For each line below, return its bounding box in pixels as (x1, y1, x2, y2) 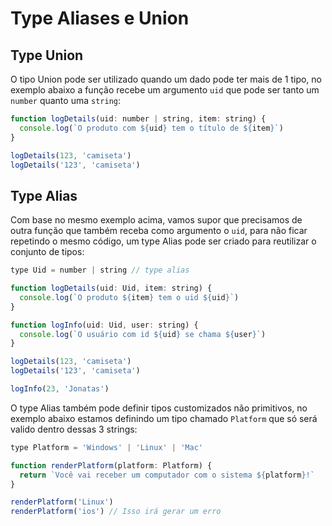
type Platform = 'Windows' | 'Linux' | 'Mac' (10, 442, 203, 452)
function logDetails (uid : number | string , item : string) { (10, 114, 267, 124)
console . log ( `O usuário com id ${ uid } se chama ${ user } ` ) (19, 329, 267, 339)
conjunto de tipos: (10, 246, 85, 258)
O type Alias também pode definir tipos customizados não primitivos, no (10, 402, 308, 414)
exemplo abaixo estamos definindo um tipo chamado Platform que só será (10, 412, 318, 424)
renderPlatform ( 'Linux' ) (10, 497, 114, 507)
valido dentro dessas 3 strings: (10, 423, 138, 435)
